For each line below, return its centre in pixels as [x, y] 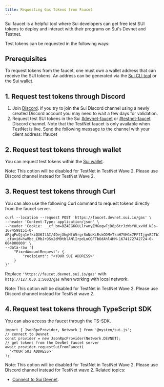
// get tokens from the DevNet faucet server [52, 343]
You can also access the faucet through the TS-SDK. [58, 321]
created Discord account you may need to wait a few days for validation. [85, 114]
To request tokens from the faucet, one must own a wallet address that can [81, 71]
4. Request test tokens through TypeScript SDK [79, 309]
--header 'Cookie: [24, 226]
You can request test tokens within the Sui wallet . [54, 162]
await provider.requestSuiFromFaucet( [44, 347]
